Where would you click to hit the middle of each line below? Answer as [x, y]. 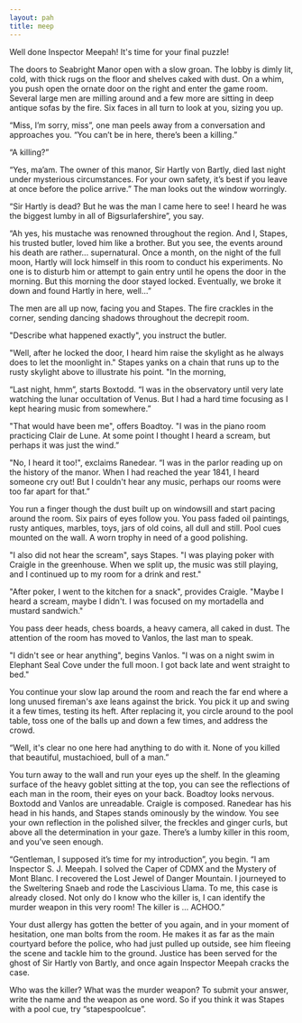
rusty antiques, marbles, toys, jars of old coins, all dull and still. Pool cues [145, 527]
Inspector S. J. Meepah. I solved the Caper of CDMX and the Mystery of [143, 868]
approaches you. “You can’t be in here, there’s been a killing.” [124, 134]
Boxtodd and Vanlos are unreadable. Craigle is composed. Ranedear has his [151, 803]
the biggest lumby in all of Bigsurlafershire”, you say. [107, 215]
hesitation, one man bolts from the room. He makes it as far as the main [142, 934]
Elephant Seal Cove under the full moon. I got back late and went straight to [150, 664]
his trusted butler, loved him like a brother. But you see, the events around [146, 242]
